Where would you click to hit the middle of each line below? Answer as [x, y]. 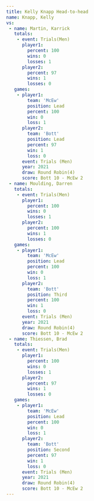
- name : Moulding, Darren [40, 184]
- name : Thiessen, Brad [38, 339]
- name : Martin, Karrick [39, 28]
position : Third [47, 295]
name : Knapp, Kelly [30, 17]
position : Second [48, 450]
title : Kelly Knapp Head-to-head [47, 12]
